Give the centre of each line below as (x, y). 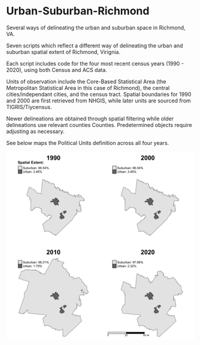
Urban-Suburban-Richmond (78, 11)
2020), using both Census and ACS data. (57, 69)
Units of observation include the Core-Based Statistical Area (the (86, 81)
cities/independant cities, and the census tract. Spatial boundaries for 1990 (99, 94)
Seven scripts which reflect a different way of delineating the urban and (95, 46)
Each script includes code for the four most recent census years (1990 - (95, 63)
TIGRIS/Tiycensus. (29, 107)
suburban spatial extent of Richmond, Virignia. (63, 52)
